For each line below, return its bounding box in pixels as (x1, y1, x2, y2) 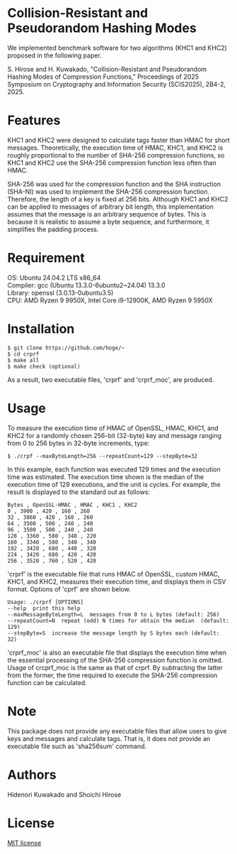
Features (7, 112, 61, 128)
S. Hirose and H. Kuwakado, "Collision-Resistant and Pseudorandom (7, 65, 207, 73)
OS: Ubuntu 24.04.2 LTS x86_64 (7, 273, 101, 282)
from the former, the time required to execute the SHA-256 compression (7, 671, 218, 679)
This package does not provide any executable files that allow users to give (7, 726, 227, 735)
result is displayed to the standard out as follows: (7, 488, 151, 496)
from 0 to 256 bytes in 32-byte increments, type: (7, 439, 150, 447)
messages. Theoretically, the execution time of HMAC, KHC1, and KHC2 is (7, 143, 224, 152)
